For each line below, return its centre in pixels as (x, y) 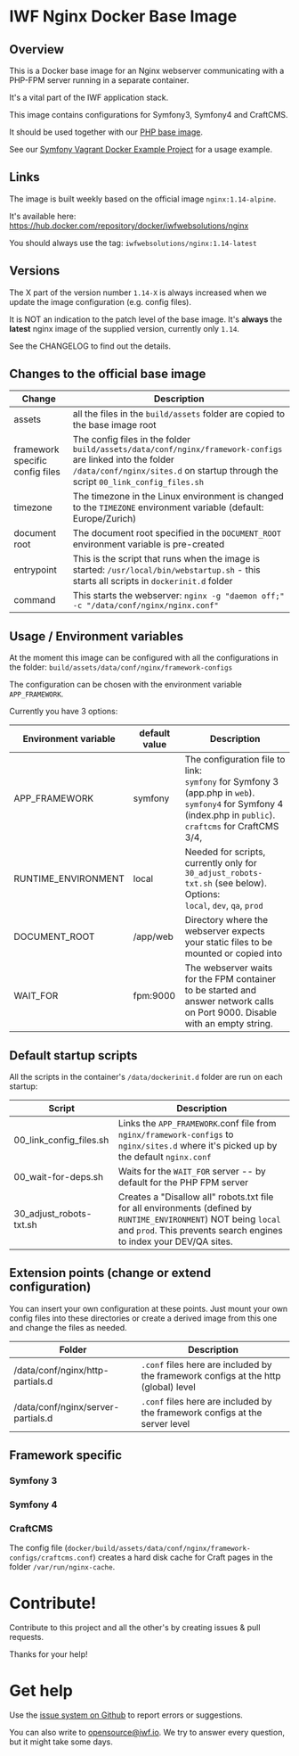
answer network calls (229, 1002)
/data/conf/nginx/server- (67, 1406)
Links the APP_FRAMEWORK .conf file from (197, 1124)
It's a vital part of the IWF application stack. (89, 97)
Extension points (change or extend (110, 1273)
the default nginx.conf (165, 1157)
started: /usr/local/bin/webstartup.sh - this (166, 570)
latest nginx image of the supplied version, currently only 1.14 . (125, 328)
